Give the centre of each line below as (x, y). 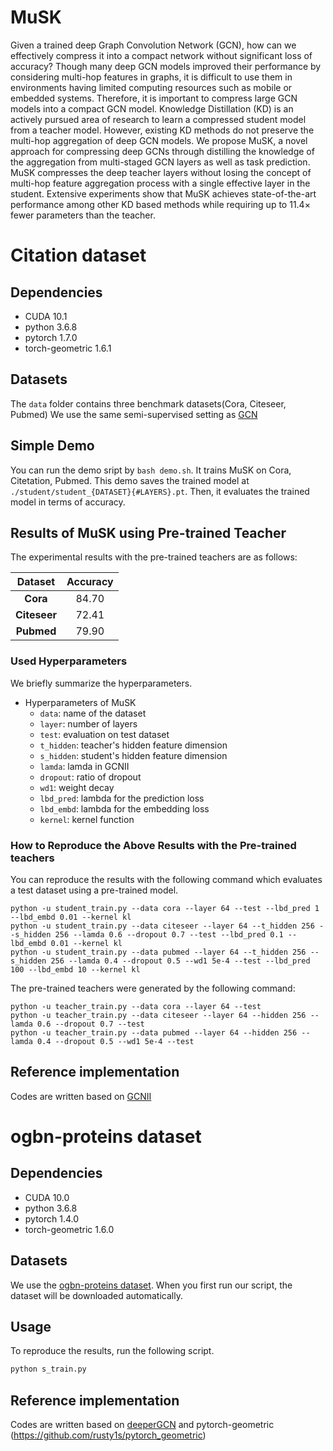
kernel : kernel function (87, 819)
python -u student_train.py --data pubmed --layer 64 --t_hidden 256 (158, 952)
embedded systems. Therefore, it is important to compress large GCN (154, 98)
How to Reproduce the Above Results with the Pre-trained (153, 845)
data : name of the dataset (93, 713)
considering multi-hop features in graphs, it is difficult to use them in (151, 77)
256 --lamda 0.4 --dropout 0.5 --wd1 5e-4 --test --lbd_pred (180, 961)
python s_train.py (48, 1369)
